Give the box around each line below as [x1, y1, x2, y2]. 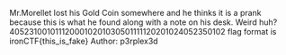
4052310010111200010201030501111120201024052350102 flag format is [9, 27, 277, 36]
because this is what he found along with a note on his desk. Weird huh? [9, 17, 278, 27]
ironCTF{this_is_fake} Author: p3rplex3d [9, 35, 159, 46]
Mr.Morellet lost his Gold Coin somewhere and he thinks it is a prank [9, 8, 263, 18]
